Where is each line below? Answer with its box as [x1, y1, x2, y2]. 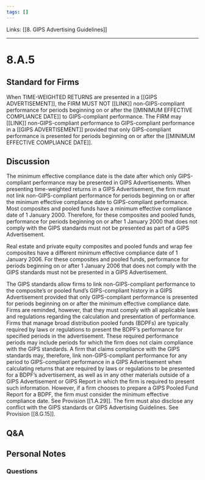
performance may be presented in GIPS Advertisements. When [32, 179, 191, 186]
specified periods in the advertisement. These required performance [6, 332, 179, 340]
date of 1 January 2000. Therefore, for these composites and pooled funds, [6, 211, 196, 219]
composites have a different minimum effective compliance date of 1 [6, 249, 178, 256]
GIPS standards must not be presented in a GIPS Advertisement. [6, 269, 168, 276]
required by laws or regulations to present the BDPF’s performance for [6, 326, 183, 333]
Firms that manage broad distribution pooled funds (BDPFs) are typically [6, 319, 189, 327]
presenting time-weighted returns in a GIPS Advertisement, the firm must [6, 186, 190, 193]
